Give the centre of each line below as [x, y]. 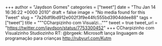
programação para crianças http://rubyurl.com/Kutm [58, 38]
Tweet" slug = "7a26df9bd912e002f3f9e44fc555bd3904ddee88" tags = [79, 17]
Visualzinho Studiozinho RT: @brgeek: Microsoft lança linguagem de [75, 33]
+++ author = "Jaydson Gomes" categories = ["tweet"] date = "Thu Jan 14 [81, 7]
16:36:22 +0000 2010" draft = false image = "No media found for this [75, 12]
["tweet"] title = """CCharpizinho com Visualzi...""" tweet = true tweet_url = [81, 23]
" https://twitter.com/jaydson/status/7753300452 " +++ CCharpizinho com [80, 28]
